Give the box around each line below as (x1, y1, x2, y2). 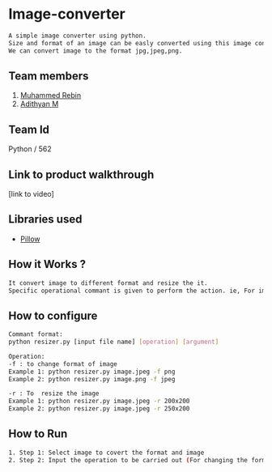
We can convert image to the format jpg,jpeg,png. (8, 46, 183, 55)
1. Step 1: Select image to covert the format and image (8, 449, 205, 457)
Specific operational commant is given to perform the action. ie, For (8, 287, 255, 295)
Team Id (8, 122, 50, 136)
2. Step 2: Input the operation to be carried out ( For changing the (8, 456, 249, 464)
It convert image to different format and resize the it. (8, 279, 208, 287)
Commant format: (8, 330, 63, 338)
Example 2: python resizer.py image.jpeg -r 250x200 (8, 405, 190, 413)
